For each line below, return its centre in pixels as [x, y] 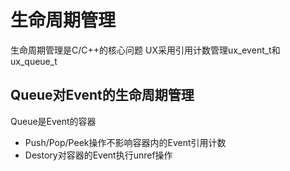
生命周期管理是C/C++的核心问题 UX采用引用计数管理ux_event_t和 [145, 50]
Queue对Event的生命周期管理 [102, 95]
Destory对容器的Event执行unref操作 [98, 155]
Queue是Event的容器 [53, 121]
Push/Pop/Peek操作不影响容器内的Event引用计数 [125, 142]
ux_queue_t [34, 61]
